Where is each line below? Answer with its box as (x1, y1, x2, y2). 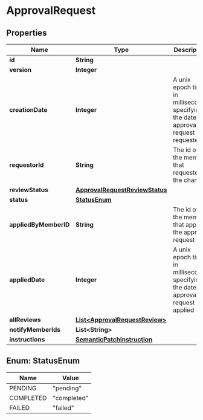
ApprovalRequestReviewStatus (75, 186, 167, 194)
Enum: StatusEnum (6, 356, 80, 366)
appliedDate (9, 276, 45, 284)
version (9, 66, 32, 74)
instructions (9, 335, 45, 343)
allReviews (9, 315, 41, 324)
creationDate (9, 106, 48, 114)
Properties (6, 28, 47, 38)
